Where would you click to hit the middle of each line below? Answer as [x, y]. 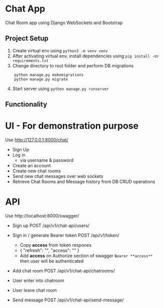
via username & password [46, 160]
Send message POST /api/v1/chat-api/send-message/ [68, 300]
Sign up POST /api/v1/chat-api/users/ [51, 226]
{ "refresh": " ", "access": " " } [49, 250]
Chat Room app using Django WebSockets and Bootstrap [64, 23]
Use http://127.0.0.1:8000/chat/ [37, 140]
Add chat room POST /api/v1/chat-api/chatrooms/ [63, 271]
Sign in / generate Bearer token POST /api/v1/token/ [66, 235]
